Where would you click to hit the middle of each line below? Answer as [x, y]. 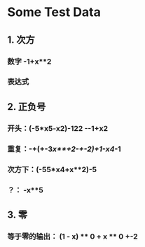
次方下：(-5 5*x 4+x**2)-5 [52, 169]
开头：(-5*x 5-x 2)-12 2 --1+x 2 [58, 128]
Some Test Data [54, 12]
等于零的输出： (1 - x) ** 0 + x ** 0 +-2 [72, 237]
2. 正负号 [27, 107]
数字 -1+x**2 [29, 62]
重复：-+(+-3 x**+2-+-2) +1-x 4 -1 [64, 149]
